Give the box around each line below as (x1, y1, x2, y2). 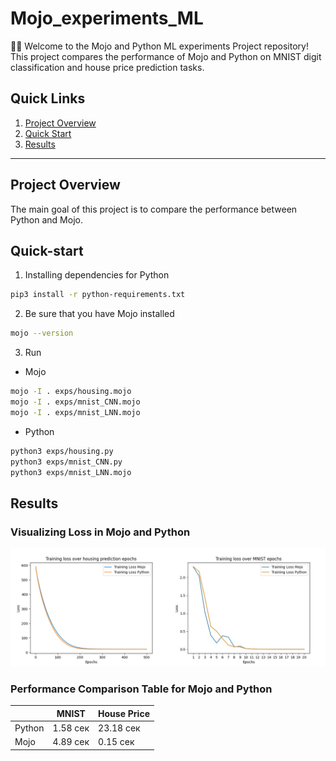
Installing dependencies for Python (24, 269, 170, 281)
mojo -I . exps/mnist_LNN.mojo (10, 407, 141, 417)
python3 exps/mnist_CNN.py (10, 457, 123, 467)
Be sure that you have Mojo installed (24, 308, 175, 320)
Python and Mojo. (10, 213, 83, 226)
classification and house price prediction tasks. (10, 61, 205, 73)
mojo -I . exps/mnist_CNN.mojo (10, 397, 141, 407)
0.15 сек (98, 736, 135, 748)
